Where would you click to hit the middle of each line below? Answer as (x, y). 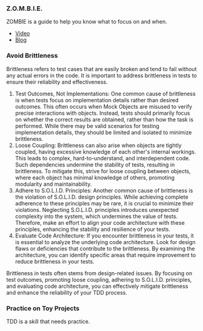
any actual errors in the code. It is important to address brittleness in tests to (101, 75)
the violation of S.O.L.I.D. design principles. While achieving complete (102, 197)
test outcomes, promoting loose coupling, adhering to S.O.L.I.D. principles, (99, 279)
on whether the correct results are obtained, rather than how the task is (104, 119)
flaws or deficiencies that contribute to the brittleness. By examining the (105, 248)
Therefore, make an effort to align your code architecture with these (100, 222)
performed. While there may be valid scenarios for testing (87, 126)
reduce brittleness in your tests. (55, 261)
